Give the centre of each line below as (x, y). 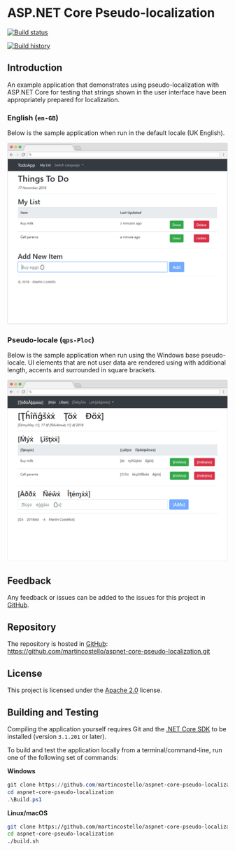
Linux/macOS (27, 813)
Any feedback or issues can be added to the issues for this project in (106, 598)
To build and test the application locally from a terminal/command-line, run (115, 750)
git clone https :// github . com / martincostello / (76, 785)
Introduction (35, 68)
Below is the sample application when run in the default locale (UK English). (116, 133)
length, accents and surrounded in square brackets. (82, 370)
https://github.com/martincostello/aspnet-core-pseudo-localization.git (109, 652)
